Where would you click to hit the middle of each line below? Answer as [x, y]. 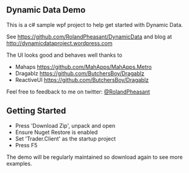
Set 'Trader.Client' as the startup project [65, 138]
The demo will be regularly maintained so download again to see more [94, 157]
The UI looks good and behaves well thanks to [64, 55]
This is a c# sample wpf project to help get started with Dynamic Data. [94, 24]
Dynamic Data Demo [46, 10]
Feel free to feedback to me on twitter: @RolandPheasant [78, 92]
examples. [19, 163]
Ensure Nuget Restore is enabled [56, 132]
